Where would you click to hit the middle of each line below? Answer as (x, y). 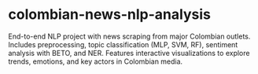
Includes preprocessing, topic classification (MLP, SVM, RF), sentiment (123, 44)
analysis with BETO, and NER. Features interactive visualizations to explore (129, 53)
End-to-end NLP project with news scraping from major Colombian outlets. (129, 36)
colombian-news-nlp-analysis (109, 15)
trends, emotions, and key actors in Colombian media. (96, 61)
